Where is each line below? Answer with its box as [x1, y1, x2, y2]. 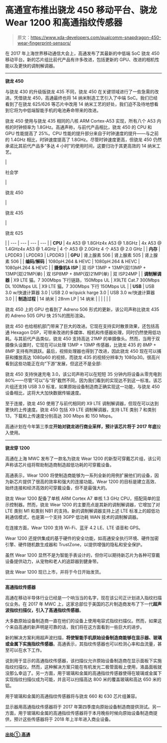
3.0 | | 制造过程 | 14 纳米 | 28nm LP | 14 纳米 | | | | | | [5, 296, 111, 301]
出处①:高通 [5, 731, 31, 738]
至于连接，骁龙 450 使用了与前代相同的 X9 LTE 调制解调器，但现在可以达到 [5, 400, 159, 406]
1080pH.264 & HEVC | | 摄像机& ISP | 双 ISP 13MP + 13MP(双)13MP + [5, 265, 146, 271]
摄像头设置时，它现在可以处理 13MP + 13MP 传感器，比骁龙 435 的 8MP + [5, 342, 157, 348]
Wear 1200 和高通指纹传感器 [5, 17, 123, 28]
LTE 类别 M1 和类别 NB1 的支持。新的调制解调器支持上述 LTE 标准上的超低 [5, 508, 156, 514]
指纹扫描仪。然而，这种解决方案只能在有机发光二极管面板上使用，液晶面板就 [5, 664, 162, 670]
